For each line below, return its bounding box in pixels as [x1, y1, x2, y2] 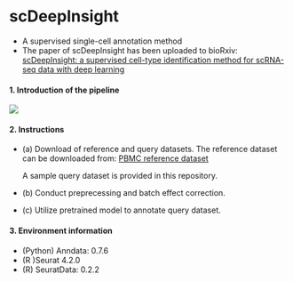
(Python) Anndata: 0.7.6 [21, 245, 109, 255]
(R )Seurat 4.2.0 [21, 254, 81, 265]
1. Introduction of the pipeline [9, 85, 120, 95]
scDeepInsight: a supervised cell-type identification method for [21, 54, 255, 65]
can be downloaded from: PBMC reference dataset [21, 153, 209, 164]
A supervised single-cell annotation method [21, 36, 183, 46]
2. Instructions [9, 124, 65, 134]
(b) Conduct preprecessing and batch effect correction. [21, 188, 226, 198]
